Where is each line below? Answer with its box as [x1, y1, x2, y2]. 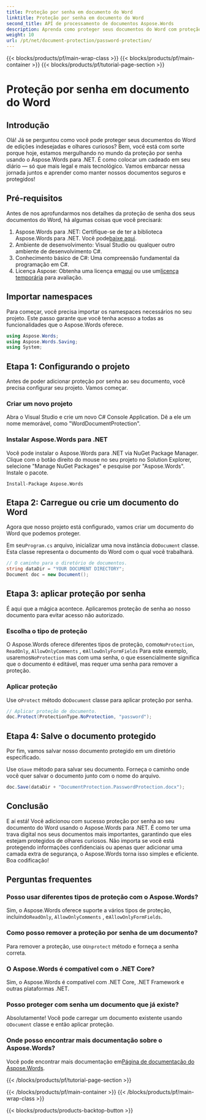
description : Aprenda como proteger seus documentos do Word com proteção [6, 26, 202, 33]
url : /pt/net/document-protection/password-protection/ [6, 37, 152, 44]
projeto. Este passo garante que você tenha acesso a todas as [6, 314, 164, 321]
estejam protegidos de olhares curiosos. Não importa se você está [6, 837, 175, 844]
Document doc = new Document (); [6, 572, 89, 578]
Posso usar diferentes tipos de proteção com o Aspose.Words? [6, 893, 199, 901]
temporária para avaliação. [15, 274, 83, 281]
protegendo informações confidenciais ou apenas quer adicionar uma [6, 843, 183, 851]
